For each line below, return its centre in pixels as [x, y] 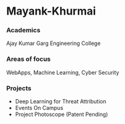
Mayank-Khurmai [51, 11]
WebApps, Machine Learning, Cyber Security [63, 72]
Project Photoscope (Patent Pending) [61, 114]
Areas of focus [29, 59]
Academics [23, 30]
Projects [19, 88]
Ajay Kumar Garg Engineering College [54, 43]
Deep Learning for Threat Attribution [60, 102]
